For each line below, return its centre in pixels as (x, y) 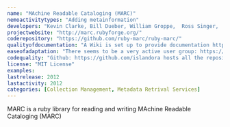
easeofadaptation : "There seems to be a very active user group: (102, 52)
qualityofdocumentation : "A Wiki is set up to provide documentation (108, 45)
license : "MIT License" (41, 64)
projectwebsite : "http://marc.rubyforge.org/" (75, 32)
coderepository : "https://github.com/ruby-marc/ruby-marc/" (95, 39)
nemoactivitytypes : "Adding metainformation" (73, 20)
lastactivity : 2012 (35, 83)
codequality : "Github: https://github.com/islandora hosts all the (105, 58)
